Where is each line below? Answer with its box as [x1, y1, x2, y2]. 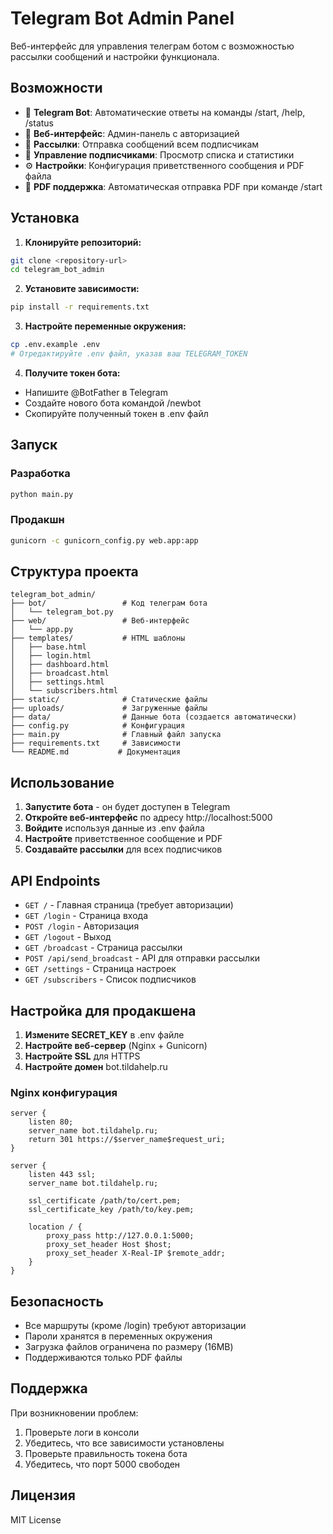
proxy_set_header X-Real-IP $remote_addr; [46, 1248, 226, 1259]
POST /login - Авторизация [24, 920, 140, 932]
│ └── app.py [10, 625, 74, 635]
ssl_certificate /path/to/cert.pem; [28, 1196, 182, 1206]
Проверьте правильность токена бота [24, 1447, 188, 1459]
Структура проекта [10, 563, 139, 581]
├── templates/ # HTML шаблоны [10, 633, 186, 644]
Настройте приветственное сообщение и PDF [24, 833, 223, 845]
